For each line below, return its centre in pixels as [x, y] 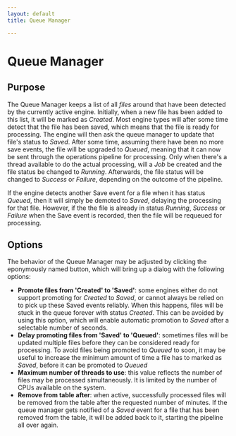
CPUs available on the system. [62, 387]
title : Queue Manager [39, 20]
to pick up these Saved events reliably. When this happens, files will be [120, 305]
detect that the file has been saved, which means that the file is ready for [113, 127]
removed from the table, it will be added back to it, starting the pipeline [120, 418]
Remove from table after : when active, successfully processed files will [122, 395]
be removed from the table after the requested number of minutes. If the [122, 403]
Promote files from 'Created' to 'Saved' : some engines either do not [118, 290]
